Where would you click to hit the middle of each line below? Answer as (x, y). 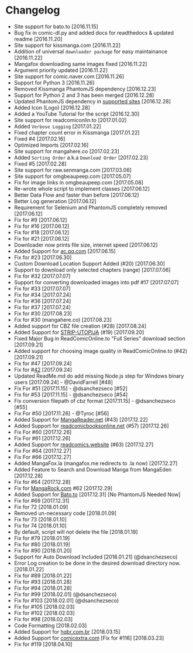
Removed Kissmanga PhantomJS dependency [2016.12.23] (85, 89)
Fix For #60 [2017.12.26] (43, 432)
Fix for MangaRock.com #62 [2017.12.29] (63, 488)
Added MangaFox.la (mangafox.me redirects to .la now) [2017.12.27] (96, 463)
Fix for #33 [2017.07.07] (42, 288)
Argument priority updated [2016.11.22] (61, 70)
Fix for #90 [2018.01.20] (43, 550)
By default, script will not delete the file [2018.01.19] (76, 531)
